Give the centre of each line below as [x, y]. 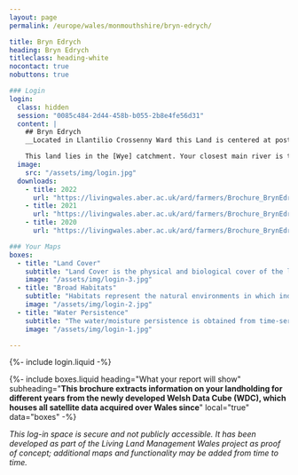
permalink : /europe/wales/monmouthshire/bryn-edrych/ [111, 26]
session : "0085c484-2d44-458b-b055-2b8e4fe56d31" [110, 115]
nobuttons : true [39, 75]
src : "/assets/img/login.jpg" [81, 173]
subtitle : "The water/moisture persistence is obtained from [140, 321]
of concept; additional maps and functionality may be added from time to [144, 453]
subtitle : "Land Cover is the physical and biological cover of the [154, 272]
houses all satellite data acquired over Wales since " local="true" [129, 408]
